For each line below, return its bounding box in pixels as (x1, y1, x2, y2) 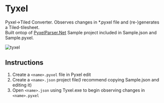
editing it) (12, 82, 32, 88)
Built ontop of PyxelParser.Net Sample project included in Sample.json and (5, 29, 157, 35)
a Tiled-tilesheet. (5, 24, 40, 30)
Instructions (5, 58, 43, 67)
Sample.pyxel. (5, 35, 34, 41)
